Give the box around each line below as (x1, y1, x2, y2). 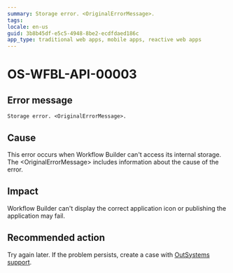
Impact (7, 185, 38, 197)
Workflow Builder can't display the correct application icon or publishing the (7, 204, 227, 212)
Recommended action (7, 232, 106, 244)
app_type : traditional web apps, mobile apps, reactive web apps (7, 36, 202, 43)
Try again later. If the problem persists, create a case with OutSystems (7, 250, 210, 259)
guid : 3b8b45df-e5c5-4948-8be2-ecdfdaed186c (7, 29, 139, 37)
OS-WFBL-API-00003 (7, 66, 138, 83)
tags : (7, 17, 23, 24)
